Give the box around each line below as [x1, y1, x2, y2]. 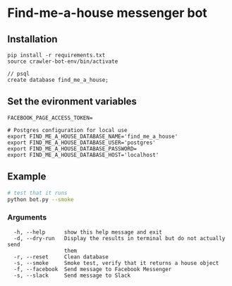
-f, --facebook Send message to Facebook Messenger [13, 266, 172, 273]
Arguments [7, 213, 47, 222]
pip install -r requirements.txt [7, 52, 106, 59]
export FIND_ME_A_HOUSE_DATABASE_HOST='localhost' [7, 151, 159, 158]
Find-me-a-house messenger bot [7, 5, 208, 21]
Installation [7, 33, 58, 45]
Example [7, 171, 47, 183]
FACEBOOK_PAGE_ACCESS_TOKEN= [7, 114, 93, 121]
